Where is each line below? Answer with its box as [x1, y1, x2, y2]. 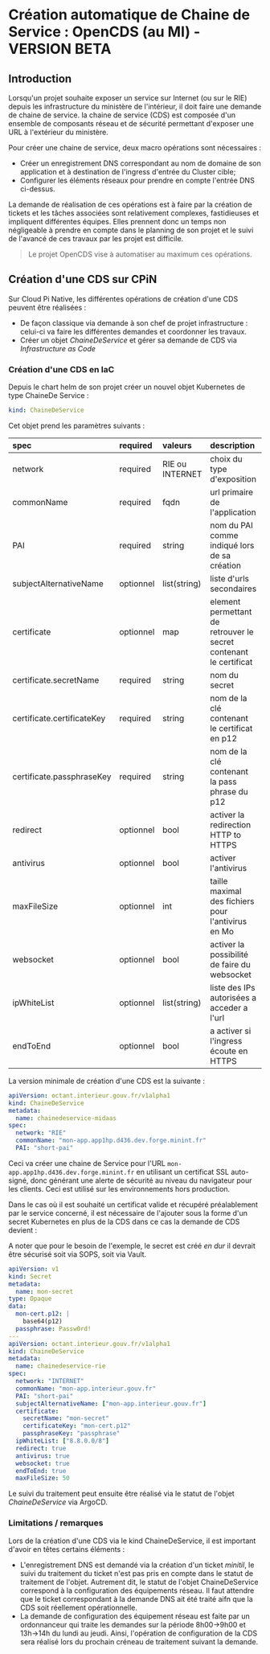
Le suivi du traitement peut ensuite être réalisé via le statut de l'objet [8, 1489, 235, 1499]
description [210, 440, 256, 451]
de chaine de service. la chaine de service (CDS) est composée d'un [8, 110, 235, 120]
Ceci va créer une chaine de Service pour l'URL [8, 1158, 166, 1168]
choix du [210, 453, 243, 464]
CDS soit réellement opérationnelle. [19, 1603, 138, 1612]
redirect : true [15, 1444, 67, 1452]
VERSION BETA [8, 40, 112, 58]
